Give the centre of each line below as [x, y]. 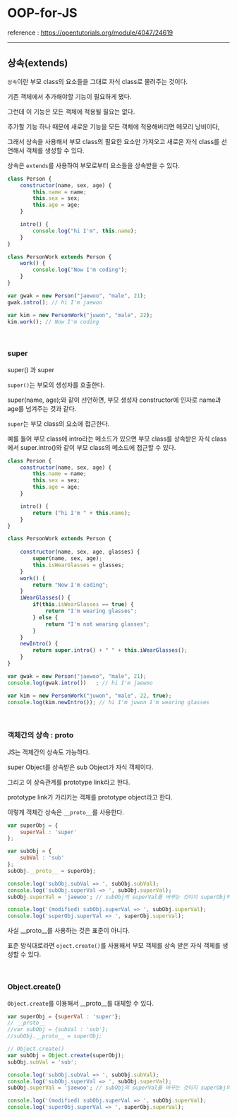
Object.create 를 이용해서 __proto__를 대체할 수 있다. [80, 1003]
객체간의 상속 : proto [41, 735]
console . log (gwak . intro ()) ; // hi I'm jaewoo [80, 683]
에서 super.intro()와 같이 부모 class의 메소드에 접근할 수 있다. [92, 447]
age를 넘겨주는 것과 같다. [42, 408]
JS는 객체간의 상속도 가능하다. [49, 752]
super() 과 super [31, 369]
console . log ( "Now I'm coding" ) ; [80, 270]
